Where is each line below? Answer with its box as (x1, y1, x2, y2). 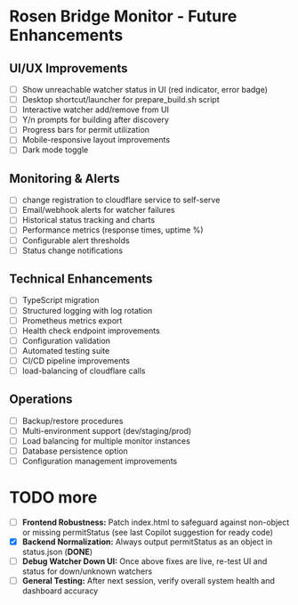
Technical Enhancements (9, 272, 153, 287)
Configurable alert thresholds (21, 234, 131, 246)
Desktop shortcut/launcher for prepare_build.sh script (21, 94, 220, 105)
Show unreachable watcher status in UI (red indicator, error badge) (21, 85, 269, 94)
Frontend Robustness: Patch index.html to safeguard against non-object (21, 517, 290, 527)
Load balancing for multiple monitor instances (21, 435, 191, 446)
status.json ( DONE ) (21, 546, 93, 558)
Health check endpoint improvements (21, 325, 160, 336)
